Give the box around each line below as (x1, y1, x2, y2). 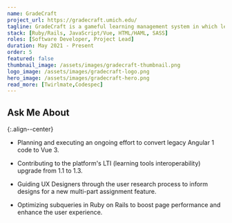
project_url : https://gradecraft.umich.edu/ (7, 17, 137, 24)
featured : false (7, 55, 54, 62)
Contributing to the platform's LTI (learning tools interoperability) (17, 159, 201, 168)
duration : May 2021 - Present (7, 42, 95, 49)
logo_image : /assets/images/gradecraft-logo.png (7, 68, 150, 75)
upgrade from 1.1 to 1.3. (17, 167, 83, 175)
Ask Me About (7, 107, 70, 118)
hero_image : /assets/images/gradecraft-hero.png (7, 74, 150, 82)
